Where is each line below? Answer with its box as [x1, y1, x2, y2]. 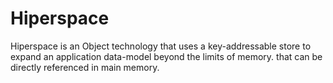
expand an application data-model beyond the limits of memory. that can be [10, 50, 323, 62]
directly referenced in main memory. [10, 61, 160, 73]
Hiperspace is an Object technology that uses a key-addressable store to [10, 40, 312, 52]
